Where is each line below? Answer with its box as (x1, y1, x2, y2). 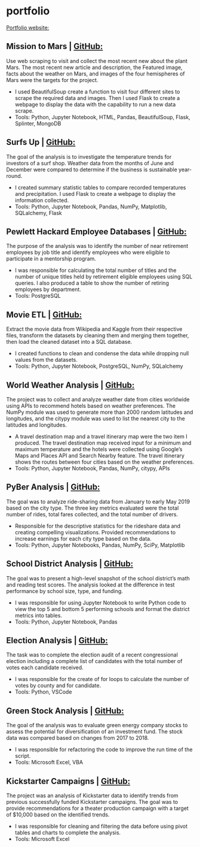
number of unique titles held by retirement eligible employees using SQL (14, 273, 193, 280)
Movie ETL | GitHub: (6, 310, 82, 320)
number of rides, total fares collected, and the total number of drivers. (6, 510, 179, 518)
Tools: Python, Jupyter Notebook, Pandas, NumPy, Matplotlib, (14, 202, 167, 210)
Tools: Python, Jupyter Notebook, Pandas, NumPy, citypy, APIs (14, 465, 170, 471)
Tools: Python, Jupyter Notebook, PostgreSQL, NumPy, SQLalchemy (14, 362, 183, 370)
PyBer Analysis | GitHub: (6, 482, 100, 492)
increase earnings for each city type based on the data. (14, 535, 152, 542)
